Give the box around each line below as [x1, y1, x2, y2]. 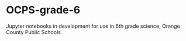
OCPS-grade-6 [6, 3, 81, 17]
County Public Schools [6, 28, 61, 35]
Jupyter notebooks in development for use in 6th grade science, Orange [6, 23, 180, 29]
